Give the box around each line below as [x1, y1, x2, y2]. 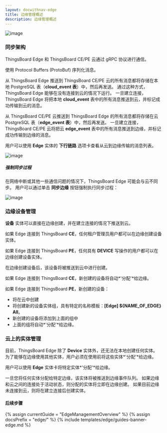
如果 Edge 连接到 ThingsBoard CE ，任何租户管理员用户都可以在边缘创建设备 [5, 231, 162, 237]
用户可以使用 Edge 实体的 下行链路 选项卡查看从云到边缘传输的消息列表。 [5, 142, 157, 148]
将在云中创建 [12, 296, 39, 302]
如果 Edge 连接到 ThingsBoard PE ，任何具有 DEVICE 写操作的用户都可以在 [5, 247, 159, 253]
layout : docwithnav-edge [5, 7, 57, 13]
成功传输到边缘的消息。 [5, 132, 53, 138]
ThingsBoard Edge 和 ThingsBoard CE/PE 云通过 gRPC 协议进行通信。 [5, 56, 150, 62]
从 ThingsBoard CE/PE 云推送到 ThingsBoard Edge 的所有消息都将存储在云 [5, 113, 159, 119]
